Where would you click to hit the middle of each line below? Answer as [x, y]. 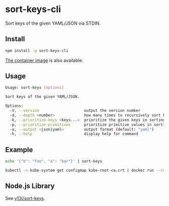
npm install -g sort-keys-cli [37, 51]
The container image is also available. [44, 60]
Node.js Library [30, 186]
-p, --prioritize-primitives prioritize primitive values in [81, 124]
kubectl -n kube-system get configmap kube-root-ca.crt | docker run [80, 170]
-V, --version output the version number [75, 111]
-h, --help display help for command [74, 134]
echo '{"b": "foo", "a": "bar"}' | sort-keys [54, 161]
